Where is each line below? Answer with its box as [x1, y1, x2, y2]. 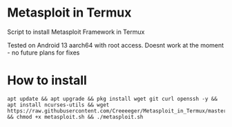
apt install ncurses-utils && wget [7, 101, 110, 108]
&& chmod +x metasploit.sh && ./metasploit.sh [7, 113, 144, 120]
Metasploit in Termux [7, 5, 132, 21]
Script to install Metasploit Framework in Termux [7, 28, 145, 36]
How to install [7, 72, 88, 88]
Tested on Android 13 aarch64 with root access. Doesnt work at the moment [7, 41, 224, 49]
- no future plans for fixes [7, 48, 80, 57]
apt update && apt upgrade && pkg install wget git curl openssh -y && [7, 95, 217, 102]
